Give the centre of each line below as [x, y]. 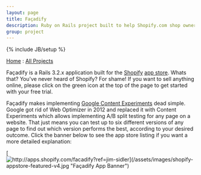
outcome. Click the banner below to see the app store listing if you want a [97, 135]
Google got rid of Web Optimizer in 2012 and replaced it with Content [91, 110]
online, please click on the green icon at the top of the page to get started [97, 85]
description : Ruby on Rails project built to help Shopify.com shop [93, 25]
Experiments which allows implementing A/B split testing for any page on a [98, 116]
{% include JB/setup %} [36, 49]
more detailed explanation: [39, 141]
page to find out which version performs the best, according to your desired [100, 129]
